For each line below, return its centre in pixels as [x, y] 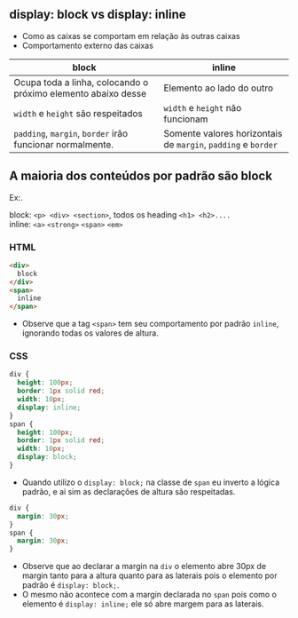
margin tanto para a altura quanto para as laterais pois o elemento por [149, 575]
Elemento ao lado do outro [218, 88]
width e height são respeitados [78, 113]
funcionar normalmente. [63, 144]
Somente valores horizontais [223, 133]
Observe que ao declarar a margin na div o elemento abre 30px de [144, 566]
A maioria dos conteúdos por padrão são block [141, 176]
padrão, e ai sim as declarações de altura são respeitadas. [129, 491]
